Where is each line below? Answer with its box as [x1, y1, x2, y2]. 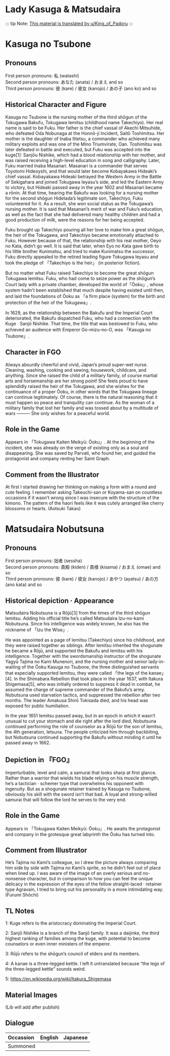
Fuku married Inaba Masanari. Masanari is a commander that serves [5, 162, 148, 169]
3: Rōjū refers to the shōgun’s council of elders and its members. [5, 951, 141, 957]
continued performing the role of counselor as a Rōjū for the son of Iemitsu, [5, 724, 163, 729]
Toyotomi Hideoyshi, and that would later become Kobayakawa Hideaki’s [5, 168, 157, 174]
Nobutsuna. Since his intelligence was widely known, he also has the [5, 621, 149, 627]
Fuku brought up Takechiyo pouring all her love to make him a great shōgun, [5, 227, 165, 233]
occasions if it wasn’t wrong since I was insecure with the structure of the [5, 495, 160, 501]
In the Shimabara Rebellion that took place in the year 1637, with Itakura [14, 676, 163, 682]
